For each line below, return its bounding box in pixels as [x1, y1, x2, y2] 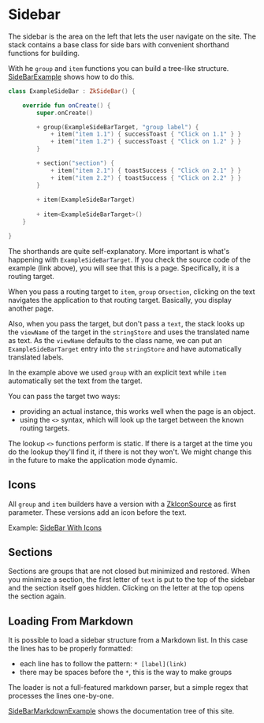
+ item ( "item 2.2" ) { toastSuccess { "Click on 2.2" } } [50, 173, 242, 182]
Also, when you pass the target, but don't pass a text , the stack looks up [8, 319, 245, 328]
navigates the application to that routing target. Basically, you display [8, 295, 232, 304]
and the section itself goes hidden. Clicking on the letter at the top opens [8, 583, 245, 593]
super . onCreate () [36, 109, 93, 117]
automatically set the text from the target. [8, 376, 143, 386]
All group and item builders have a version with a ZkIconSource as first [8, 499, 236, 509]
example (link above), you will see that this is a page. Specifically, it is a [8, 263, 240, 273]
